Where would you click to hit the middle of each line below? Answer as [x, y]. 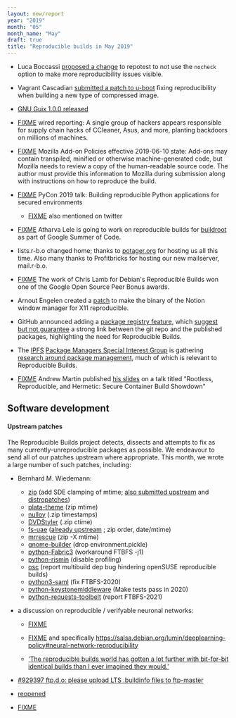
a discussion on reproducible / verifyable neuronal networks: [105, 610]
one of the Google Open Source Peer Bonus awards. [93, 287]
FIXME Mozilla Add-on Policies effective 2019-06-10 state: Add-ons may [123, 151]
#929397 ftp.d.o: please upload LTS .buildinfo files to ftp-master [110, 680]
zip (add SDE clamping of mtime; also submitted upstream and [118, 492]
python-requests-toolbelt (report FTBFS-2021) [95, 597]
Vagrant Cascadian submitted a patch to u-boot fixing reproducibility [117, 88]
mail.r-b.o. [32, 266]
